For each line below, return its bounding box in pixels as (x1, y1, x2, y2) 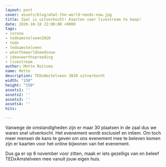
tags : (5, 26, 17, 31)
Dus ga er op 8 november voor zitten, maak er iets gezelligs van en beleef (5, 150, 159, 156)
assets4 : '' (5, 102, 30, 107)
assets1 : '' (5, 87, 30, 93)
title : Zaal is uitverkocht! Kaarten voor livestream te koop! (5, 17, 142, 22)
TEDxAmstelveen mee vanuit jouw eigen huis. (5, 156, 101, 162)
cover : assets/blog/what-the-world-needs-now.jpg (5, 12, 112, 17)
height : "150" (5, 82, 35, 88)
